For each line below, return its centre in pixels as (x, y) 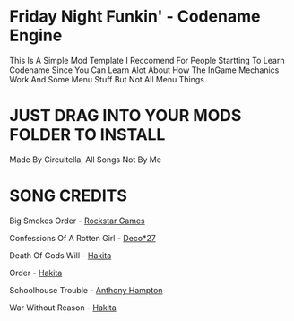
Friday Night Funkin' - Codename (135, 17)
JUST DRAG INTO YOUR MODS (125, 116)
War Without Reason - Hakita (63, 308)
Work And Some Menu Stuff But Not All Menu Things (107, 79)
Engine (36, 35)
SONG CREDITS (68, 196)
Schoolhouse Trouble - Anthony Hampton (86, 290)
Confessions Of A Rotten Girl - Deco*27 (83, 238)
